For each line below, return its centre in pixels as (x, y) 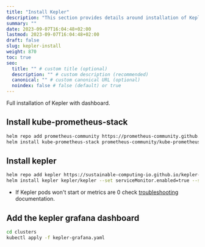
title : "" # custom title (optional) (60, 69)
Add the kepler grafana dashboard (73, 218)
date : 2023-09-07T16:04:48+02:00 (49, 29)
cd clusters (21, 232)
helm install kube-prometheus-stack (53, 142)
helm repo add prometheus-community (53, 136)
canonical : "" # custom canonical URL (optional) (76, 80)
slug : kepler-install (34, 46)
